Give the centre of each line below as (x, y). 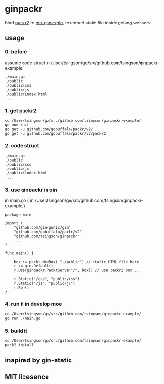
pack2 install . (22, 345)
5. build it (16, 331)
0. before (16, 52)
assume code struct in (28, 63)
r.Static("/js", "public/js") (45, 283)
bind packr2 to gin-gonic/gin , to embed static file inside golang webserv (78, 23)
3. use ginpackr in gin (31, 190)
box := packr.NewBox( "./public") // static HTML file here (76, 262)
